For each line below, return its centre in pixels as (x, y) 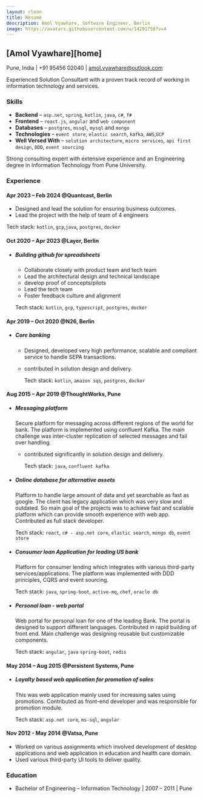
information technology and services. (53, 86)
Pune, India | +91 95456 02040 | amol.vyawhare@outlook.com (85, 68)
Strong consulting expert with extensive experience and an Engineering (95, 159)
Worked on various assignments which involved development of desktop (106, 747)
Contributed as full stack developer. (60, 521)
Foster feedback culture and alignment (72, 296)
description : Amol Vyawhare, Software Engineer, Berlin (78, 23)
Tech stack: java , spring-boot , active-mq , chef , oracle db (87, 592)
